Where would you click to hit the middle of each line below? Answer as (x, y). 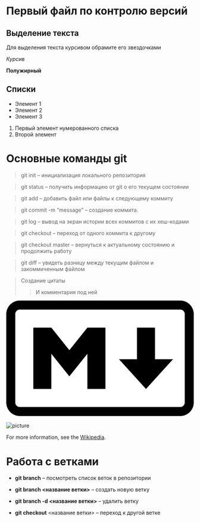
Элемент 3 (29, 116)
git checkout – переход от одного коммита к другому (88, 233)
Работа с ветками (53, 461)
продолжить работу (46, 251)
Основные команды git (67, 158)
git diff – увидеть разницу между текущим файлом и (87, 262)
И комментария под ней (66, 292)
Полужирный (24, 71)
